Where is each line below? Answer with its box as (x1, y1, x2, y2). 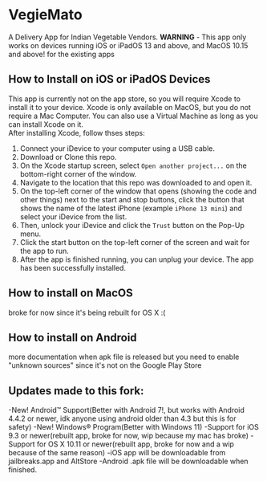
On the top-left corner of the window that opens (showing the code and (19, 186, 257, 196)
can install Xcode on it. (8, 119, 84, 129)
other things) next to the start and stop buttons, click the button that (19, 194, 245, 204)
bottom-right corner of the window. (19, 169, 137, 178)
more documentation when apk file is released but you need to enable (8, 352, 240, 362)
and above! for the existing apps (8, 49, 115, 59)
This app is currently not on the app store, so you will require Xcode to (8, 94, 241, 104)
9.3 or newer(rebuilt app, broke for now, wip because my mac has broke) (8, 431, 249, 441)
